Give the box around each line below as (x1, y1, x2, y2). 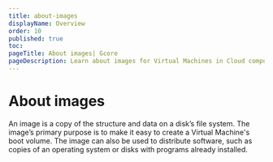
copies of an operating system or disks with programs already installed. (8, 144, 248, 154)
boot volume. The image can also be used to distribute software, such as (8, 135, 253, 146)
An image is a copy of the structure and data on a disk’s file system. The (8, 118, 250, 128)
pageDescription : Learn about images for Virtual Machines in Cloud (8, 58, 245, 66)
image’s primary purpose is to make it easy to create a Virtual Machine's (8, 127, 250, 137)
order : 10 (8, 27, 42, 35)
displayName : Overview (8, 19, 85, 28)
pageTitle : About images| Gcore (8, 49, 118, 58)
